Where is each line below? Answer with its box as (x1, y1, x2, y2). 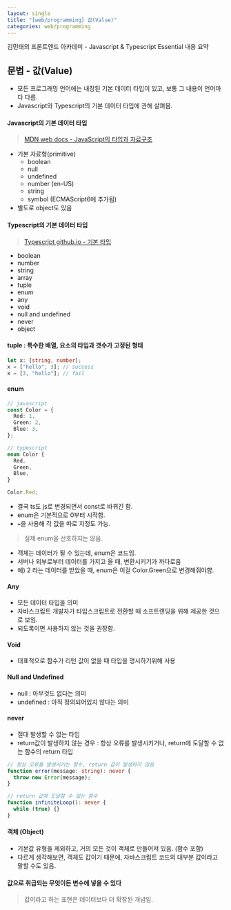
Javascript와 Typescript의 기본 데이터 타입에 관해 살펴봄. (17, 101, 173, 110)
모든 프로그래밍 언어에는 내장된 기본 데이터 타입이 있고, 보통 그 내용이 (17, 84, 203, 93)
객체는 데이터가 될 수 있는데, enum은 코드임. (17, 549, 137, 557)
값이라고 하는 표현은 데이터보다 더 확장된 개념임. (23, 896, 153, 904)
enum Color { (7, 451, 45, 458)
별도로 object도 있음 (17, 204, 72, 212)
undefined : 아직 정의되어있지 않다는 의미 (17, 698, 129, 706)
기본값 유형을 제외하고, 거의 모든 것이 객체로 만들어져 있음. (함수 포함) (17, 845, 203, 853)
